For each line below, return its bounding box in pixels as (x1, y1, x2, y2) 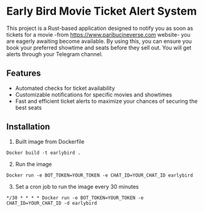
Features (6, 68, 41, 79)
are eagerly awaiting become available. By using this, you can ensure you (6, 37, 192, 45)
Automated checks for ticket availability (15, 84, 115, 92)
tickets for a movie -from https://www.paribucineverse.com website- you (6, 31, 191, 38)
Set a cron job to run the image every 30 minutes (15, 183, 139, 190)
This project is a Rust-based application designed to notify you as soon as (6, 24, 194, 32)
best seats (15, 104, 42, 111)
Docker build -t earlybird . (6, 150, 81, 156)
